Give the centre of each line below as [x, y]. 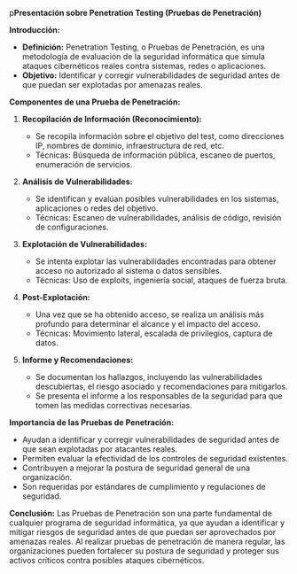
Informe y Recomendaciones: [78, 360]
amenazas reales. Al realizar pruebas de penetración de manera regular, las [147, 541]
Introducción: [35, 30]
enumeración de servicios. [84, 164]
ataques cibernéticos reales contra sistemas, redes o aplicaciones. [144, 66]
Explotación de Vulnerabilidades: [85, 244]
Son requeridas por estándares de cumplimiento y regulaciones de [144, 487]
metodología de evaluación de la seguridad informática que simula [144, 56]
